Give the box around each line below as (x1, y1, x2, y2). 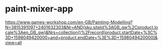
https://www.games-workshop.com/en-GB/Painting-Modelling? (5, 19, 133, 25)
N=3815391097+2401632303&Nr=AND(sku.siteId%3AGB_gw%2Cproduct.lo (5, 24, 159, 30)
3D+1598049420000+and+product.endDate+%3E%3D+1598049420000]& (5, 35, 158, 40)
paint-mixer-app (5, 3, 73, 14)
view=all (5, 39, 22, 45)
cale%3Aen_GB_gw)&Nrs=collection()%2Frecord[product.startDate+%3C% (5, 29, 158, 35)
